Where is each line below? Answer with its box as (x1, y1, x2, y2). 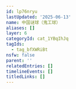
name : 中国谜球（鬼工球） (6, 19, 61, 25)
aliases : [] (6, 25, 35, 31)
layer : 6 (6, 30, 27, 36)
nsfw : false (6, 52, 35, 58)
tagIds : (6, 42, 25, 47)
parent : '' (6, 57, 32, 63)
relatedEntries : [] (6, 63, 53, 69)
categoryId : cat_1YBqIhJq (6, 36, 68, 42)
